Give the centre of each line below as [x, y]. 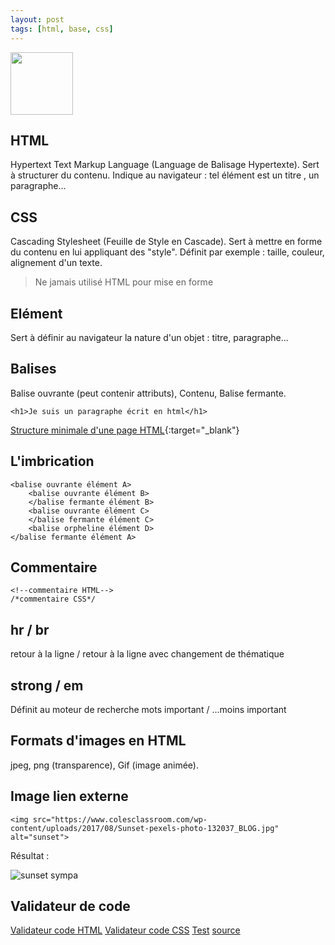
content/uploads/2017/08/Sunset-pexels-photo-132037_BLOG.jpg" [145, 828]
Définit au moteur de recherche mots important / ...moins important [148, 709]
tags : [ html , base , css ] [62, 29]
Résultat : [30, 855]
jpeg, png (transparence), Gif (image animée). [105, 765]
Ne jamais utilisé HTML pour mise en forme [124, 282]
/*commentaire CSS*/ [53, 599]
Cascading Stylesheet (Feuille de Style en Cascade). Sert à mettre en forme [166, 242]
